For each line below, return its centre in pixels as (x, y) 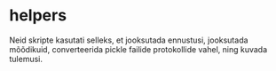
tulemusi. (26, 59)
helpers (38, 16)
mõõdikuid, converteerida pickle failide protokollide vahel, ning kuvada (138, 49)
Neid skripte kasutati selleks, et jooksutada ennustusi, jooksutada (129, 40)
